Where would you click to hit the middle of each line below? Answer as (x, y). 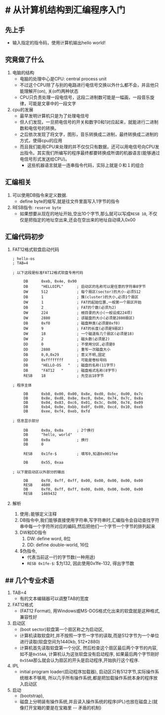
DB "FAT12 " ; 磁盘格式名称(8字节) (70, 371)
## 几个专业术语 (30, 580)
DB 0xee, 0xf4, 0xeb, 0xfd (57, 411)
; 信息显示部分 (26, 421)
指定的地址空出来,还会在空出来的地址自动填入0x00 (84, 220)
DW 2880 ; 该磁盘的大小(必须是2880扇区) (79, 318)
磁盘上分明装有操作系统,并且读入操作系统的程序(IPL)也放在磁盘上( (86, 702)
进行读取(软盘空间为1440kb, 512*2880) (60, 642)
